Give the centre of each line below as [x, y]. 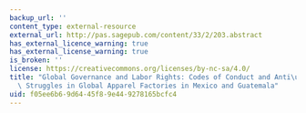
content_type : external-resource [73, 26]
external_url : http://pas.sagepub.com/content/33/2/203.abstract [136, 35]
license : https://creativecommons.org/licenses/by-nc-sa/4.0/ [130, 69]
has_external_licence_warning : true [79, 43]
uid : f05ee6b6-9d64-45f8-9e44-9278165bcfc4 [93, 94]
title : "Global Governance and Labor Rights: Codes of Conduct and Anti [150, 77]
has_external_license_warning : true [79, 52]
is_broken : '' [36, 60]
